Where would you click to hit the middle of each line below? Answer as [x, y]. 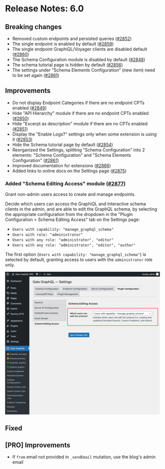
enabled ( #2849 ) [29, 108]
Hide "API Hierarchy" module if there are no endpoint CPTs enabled [80, 113]
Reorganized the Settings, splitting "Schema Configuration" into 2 [79, 150]
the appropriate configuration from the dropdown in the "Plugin [69, 215]
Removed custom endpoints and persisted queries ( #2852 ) [72, 38]
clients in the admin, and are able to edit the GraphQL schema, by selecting [81, 209]
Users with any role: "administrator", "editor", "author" [74, 245]
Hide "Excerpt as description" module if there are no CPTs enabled [80, 123]
